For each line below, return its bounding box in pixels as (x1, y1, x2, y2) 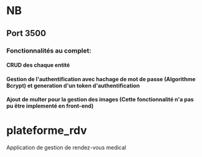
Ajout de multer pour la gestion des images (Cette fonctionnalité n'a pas (6, 96, 194, 103)
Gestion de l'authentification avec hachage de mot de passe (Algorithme (6, 75, 196, 82)
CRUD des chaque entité (6, 62, 71, 69)
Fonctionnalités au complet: (6, 46, 91, 55)
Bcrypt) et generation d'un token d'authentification (6, 82, 140, 89)
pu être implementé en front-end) (6, 102, 94, 110)
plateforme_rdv (6, 123, 87, 137)
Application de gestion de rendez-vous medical (6, 144, 126, 152)
